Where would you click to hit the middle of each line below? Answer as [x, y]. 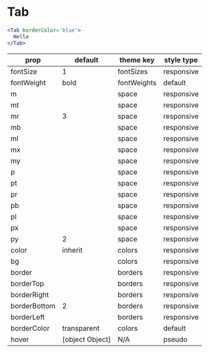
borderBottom [33, 306]
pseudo [175, 339]
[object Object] [86, 339]
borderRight [30, 295]
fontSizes [133, 71]
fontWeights [137, 82]
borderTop [27, 284]
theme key [137, 60]
